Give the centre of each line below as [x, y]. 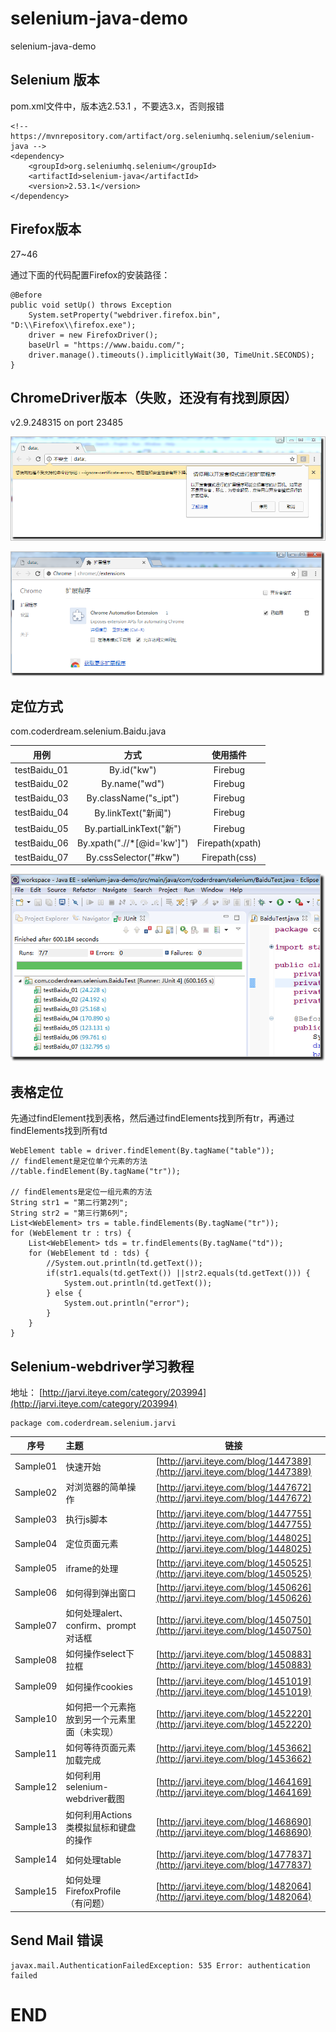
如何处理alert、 [96, 1613]
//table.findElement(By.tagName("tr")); [96, 1172]
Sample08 [36, 1659]
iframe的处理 [92, 1568]
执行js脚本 [86, 1519]
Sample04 [36, 1543]
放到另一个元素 [96, 1719]
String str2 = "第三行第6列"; [69, 1213]
